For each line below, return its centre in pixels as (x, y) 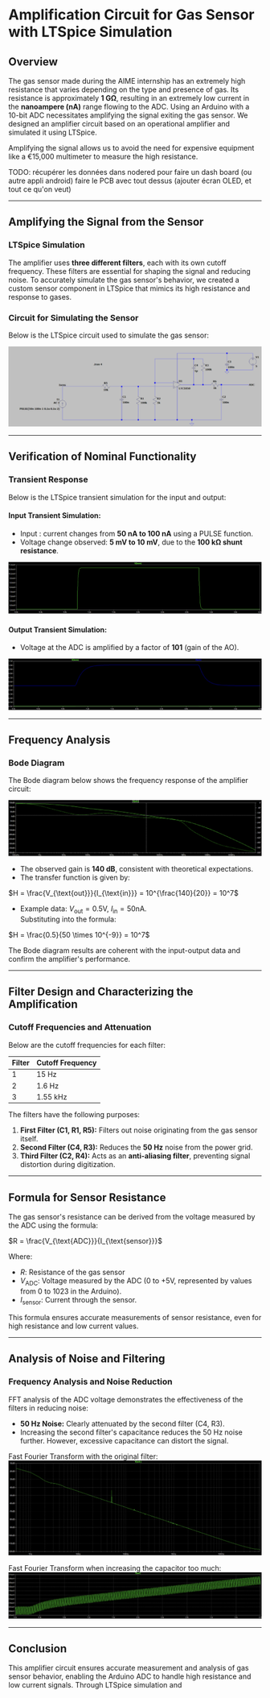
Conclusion (38, 1648)
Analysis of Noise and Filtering (87, 1359)
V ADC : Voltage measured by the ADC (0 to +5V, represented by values (136, 1282)
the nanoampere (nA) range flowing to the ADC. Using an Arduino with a (129, 107)
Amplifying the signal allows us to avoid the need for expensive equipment (131, 148)
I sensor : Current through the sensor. (78, 1301)
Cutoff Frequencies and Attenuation (80, 1027)
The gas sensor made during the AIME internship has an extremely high (127, 81)
